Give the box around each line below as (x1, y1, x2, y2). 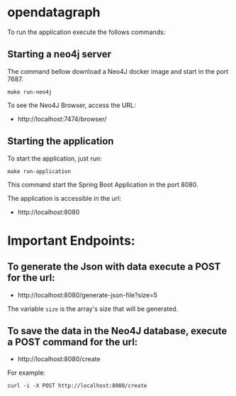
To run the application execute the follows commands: (7, 28, 166, 36)
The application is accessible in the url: (7, 194, 122, 202)
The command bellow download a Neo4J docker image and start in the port (7, 67, 229, 75)
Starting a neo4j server (7, 48, 112, 60)
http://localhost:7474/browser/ (17, 114, 107, 123)
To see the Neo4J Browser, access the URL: (7, 101, 136, 109)
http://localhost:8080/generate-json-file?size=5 (17, 290, 158, 299)
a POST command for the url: (7, 336, 138, 348)
